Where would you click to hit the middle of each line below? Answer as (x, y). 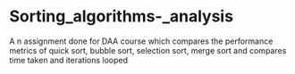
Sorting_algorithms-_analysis (122, 16)
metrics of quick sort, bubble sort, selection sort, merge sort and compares (148, 50)
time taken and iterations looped (68, 60)
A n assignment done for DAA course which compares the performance (141, 41)
